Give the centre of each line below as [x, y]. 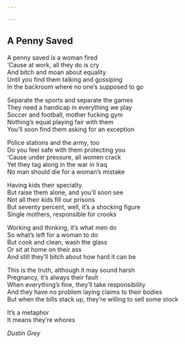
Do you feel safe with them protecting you [66, 150]
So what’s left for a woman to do [53, 235]
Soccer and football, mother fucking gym [65, 115]
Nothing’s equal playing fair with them [61, 122]
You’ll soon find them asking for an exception [71, 129]
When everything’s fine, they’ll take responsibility [76, 284]
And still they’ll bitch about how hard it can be [72, 256]
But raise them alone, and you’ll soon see [65, 192]
